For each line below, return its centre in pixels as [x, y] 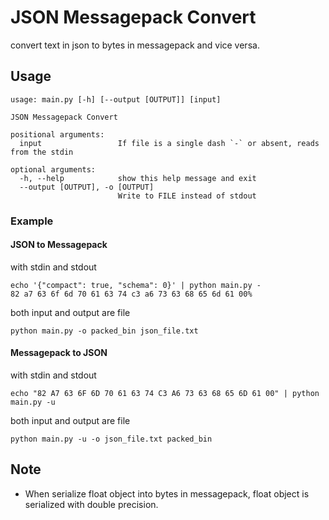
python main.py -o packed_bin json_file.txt [104, 331]
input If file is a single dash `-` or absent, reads [169, 143]
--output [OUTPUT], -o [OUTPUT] [87, 187]
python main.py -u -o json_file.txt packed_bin [111, 439]
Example [32, 221]
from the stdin [42, 152]
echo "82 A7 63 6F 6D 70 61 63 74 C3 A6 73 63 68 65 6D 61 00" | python [165, 394]
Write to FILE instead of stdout [187, 196]
